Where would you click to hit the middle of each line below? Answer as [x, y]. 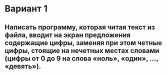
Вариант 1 [26, 9]
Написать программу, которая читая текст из [80, 27]
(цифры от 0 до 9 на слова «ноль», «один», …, [81, 58]
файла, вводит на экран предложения [68, 35]
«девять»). [23, 66]
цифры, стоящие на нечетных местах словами [82, 50]
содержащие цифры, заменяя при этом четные [83, 43]
